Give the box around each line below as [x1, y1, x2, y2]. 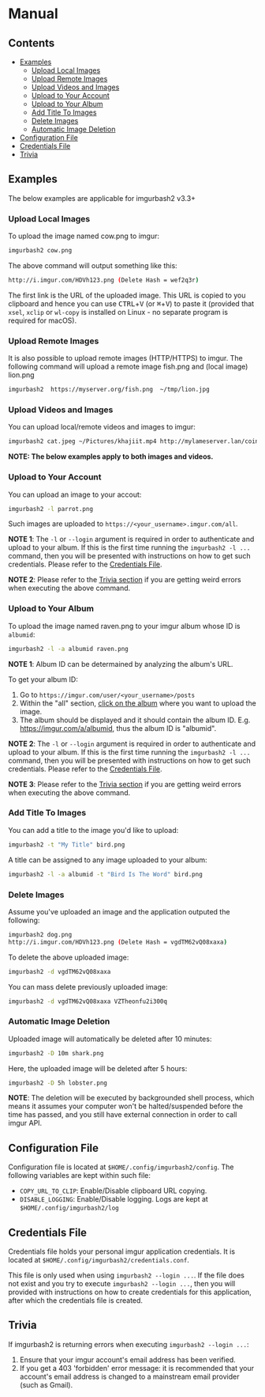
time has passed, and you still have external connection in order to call [8, 1110, 237, 1119]
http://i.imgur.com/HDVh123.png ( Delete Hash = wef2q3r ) [8, 276, 200, 284]
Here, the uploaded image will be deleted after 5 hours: [8, 1063, 188, 1073]
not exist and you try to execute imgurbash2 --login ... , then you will [8, 1279, 236, 1289]
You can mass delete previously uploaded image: [8, 982, 168, 991]
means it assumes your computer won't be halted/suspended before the [8, 1101, 243, 1111]
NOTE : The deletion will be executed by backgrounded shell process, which [8, 1093, 255, 1103]
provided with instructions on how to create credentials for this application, [8, 1287, 252, 1297]
